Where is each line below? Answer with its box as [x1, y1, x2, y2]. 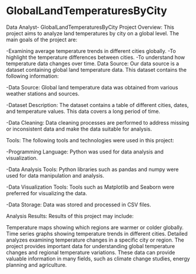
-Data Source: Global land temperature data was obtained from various [6, 83, 178, 91]
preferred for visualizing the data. [6, 189, 87, 196]
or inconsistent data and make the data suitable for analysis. [6, 125, 152, 132]
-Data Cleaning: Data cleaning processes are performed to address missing [6, 119, 190, 126]
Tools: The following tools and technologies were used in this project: [6, 136, 175, 143]
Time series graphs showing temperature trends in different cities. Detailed [6, 230, 188, 237]
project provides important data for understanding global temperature [6, 242, 175, 249]
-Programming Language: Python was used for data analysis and [6, 148, 164, 155]
